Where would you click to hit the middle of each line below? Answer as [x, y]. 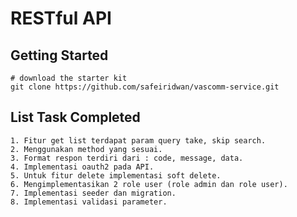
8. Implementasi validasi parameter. [89, 202]
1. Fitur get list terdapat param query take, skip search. [138, 140]
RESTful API [61, 18]
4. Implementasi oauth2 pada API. [82, 167]
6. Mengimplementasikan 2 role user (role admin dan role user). [149, 184]
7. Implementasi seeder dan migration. [93, 193]
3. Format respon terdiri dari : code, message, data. [127, 158]
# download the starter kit [69, 78]
